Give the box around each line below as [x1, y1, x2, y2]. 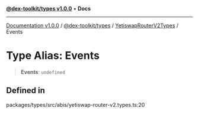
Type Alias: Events [6, 49, 99, 63]
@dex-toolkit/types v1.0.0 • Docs [6, 5, 91, 12]
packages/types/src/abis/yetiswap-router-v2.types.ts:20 [6, 101, 145, 108]
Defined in [6, 86, 46, 96]
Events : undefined [20, 68, 65, 76]
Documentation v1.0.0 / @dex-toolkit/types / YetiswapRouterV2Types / [6, 22, 179, 29]
